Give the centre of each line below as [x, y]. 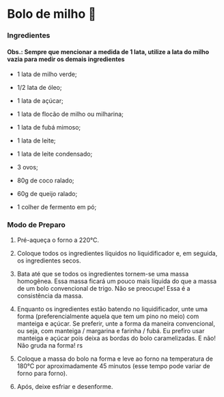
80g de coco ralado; [45, 180]
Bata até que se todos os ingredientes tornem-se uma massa [103, 274]
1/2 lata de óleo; [39, 88]
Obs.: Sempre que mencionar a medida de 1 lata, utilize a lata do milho [108, 51]
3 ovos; [28, 167]
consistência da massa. [50, 296]
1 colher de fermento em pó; [57, 207]
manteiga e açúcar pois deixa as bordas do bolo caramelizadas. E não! [116, 338]
